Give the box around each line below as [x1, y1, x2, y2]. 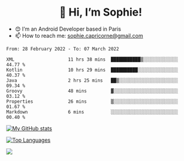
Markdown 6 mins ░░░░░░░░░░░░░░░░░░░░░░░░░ [6, 109, 179, 115]
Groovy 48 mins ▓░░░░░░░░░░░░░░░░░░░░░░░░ [6, 88, 179, 94]
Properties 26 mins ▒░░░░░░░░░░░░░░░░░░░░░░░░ [6, 99, 179, 105]
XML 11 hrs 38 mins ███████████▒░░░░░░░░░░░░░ [6, 56, 179, 62]
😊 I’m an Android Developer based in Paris [14, 25, 122, 32]
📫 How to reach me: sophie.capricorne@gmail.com [14, 32, 143, 39]
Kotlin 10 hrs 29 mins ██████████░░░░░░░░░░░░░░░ [6, 67, 179, 73]
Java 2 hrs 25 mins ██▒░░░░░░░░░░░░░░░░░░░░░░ [6, 77, 179, 84]
